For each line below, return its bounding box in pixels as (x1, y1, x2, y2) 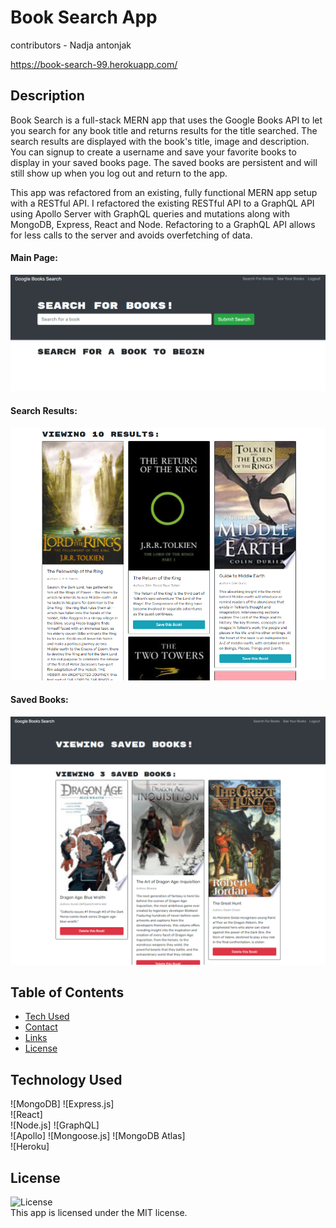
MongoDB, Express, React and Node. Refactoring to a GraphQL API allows (10, 218, 316, 230)
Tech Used (24, 1011, 70, 1023)
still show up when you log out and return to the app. (10, 167, 228, 179)
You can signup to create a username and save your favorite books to (10, 146, 297, 158)
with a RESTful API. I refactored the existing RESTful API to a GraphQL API (10, 197, 315, 209)
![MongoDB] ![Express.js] (10, 1098, 115, 1110)
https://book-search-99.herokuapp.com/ (10, 58, 178, 70)
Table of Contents (10, 984, 125, 1001)
